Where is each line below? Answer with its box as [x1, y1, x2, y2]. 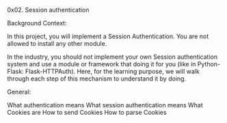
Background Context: [7, 19, 67, 27]
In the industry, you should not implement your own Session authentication [7, 53, 217, 61]
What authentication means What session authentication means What [7, 101, 203, 109]
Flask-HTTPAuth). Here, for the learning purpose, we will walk [25, 68, 200, 75]
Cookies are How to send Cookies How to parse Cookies [7, 109, 167, 116]
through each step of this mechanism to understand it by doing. [7, 74, 187, 83]
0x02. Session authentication [7, 6, 90, 14]
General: [7, 88, 31, 96]
